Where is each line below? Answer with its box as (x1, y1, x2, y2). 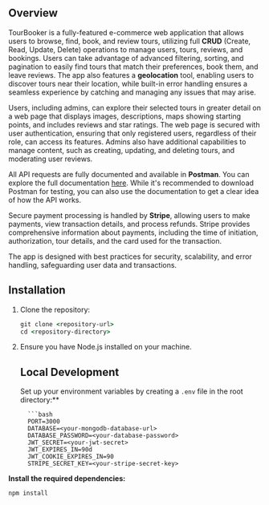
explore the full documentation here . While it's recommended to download (8, 178, 255, 188)
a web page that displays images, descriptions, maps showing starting (8, 111, 242, 121)
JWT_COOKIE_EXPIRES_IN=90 (27, 453, 114, 461)
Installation (8, 284, 66, 297)
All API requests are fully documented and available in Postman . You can (8, 169, 250, 179)
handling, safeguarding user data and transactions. (8, 260, 177, 269)
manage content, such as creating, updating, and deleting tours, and (8, 145, 235, 155)
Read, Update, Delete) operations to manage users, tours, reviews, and (8, 44, 243, 55)
